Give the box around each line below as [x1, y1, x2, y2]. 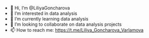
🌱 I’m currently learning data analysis [10, 16, 89, 22]
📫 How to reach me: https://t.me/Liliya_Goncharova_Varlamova [10, 27, 144, 33]
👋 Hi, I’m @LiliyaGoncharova [10, 5, 70, 11]
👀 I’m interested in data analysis [10, 10, 78, 16]
